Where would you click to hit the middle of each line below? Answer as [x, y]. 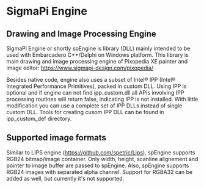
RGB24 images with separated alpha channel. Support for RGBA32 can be [100, 172]
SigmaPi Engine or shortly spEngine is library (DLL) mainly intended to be [98, 48]
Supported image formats [56, 138]
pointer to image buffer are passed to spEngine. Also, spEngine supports [98, 165]
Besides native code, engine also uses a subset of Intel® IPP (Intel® [91, 80]
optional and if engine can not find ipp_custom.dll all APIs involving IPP [95, 92]
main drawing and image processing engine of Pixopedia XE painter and [97, 61]
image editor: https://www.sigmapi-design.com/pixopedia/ [80, 68]
